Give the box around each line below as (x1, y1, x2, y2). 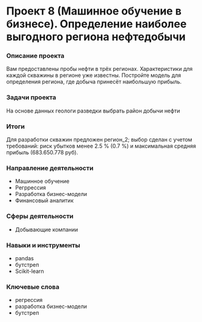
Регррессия (15, 184, 47, 191)
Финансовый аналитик (15, 197, 74, 204)
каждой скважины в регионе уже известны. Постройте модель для (6, 71, 181, 79)
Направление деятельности (6, 164, 94, 172)
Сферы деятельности (6, 212, 74, 220)
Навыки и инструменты (6, 241, 80, 249)
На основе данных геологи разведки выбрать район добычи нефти (6, 107, 180, 114)
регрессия (15, 297, 43, 304)
